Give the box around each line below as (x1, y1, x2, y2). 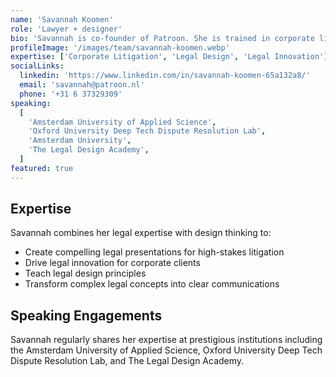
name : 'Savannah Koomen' (10, 14, 114, 25)
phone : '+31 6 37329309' (19, 89, 123, 99)
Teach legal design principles (24, 267, 147, 280)
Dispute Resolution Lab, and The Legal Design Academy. (10, 355, 245, 367)
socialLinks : (10, 61, 65, 71)
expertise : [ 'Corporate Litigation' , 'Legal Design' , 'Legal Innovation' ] (10, 52, 329, 62)
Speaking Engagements (10, 307, 163, 324)
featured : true (10, 163, 74, 173)
